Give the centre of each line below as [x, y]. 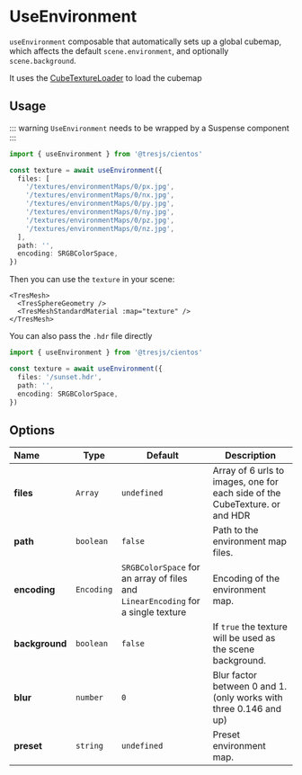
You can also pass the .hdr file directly [81, 336]
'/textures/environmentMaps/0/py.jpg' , [100, 204]
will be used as [244, 638]
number [89, 698]
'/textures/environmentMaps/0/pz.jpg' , [100, 220]
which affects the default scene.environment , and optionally [119, 50]
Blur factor [235, 675]
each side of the [247, 494]
